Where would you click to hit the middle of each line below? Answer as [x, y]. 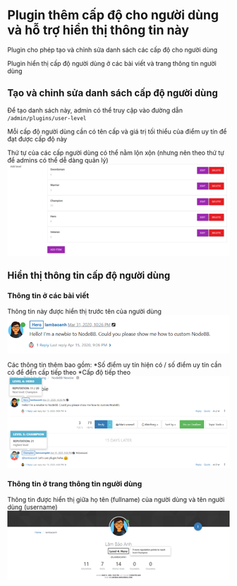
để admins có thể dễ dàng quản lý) [58, 160]
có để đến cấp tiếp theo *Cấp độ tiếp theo [69, 372]
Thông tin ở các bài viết [48, 295]
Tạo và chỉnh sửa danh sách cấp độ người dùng [113, 93]
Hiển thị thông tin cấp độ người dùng [89, 276]
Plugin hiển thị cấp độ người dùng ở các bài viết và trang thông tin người [112, 63]
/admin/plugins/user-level [47, 118]
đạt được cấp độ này [37, 139]
